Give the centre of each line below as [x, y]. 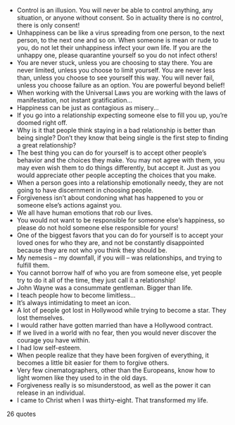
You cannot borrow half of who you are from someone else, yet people [119, 273]
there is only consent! [48, 25]
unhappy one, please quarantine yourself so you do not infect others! [117, 55]
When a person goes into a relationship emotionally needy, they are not [120, 182]
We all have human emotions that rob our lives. [84, 212]
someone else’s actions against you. [69, 205]
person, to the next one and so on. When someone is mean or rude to [118, 40]
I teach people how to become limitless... [76, 295]
